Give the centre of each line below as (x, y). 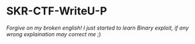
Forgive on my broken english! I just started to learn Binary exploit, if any (97, 28)
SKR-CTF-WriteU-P (57, 11)
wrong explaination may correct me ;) (54, 34)
